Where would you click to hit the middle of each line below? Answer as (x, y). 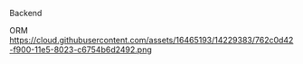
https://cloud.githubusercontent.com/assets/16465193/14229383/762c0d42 (151, 40)
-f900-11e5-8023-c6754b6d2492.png (80, 50)
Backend (26, 13)
